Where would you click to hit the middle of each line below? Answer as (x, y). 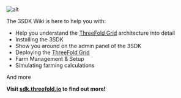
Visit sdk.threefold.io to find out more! (56, 89)
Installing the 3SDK (39, 39)
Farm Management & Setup (50, 59)
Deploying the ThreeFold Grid (52, 52)
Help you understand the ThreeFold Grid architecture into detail (95, 33)
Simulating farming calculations (55, 65)
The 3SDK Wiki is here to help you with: (56, 21)
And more (19, 77)
